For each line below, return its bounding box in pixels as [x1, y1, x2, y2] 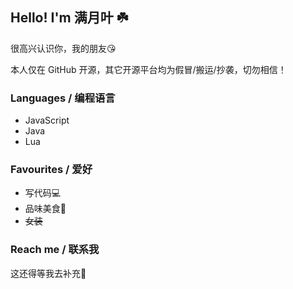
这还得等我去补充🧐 [10, 267, 87, 279]
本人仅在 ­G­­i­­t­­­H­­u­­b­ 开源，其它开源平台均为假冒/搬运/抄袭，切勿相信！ [10, 63, 287, 75]
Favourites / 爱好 [10, 163, 93, 177]
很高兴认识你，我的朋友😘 [10, 42, 117, 54]
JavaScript [24, 114, 70, 127]
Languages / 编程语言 [10, 91, 116, 105]
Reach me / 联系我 [10, 243, 100, 257]
